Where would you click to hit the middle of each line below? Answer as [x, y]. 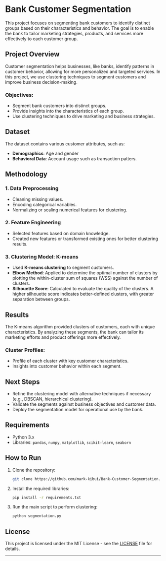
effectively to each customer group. [41, 39]
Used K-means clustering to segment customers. [63, 268]
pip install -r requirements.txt [47, 498]
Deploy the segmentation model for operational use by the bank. [78, 410]
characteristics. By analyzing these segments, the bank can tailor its [75, 332]
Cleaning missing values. [38, 199]
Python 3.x [23, 437]
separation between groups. [41, 299]
